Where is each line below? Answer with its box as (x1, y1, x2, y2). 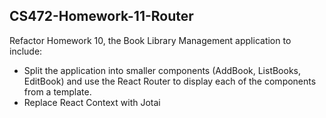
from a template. (23, 85, 92, 98)
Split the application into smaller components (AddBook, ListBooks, (23, 64, 302, 76)
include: (9, 45, 43, 57)
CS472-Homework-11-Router (9, 8, 194, 25)
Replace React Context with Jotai (23, 96, 161, 108)
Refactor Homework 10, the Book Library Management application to (9, 34, 292, 46)
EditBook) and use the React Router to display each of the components (23, 75, 317, 87)
